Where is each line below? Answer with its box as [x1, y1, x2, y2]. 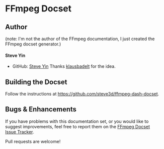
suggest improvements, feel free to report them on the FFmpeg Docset [5, 123, 150, 129]
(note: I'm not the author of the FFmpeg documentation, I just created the [5, 36, 155, 42]
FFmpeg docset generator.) [5, 41, 61, 47]
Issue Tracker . [5, 129, 34, 135]
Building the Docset [5, 78, 68, 86]
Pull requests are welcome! [5, 138, 61, 144]
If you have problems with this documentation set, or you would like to [5, 118, 149, 124]
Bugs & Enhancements [5, 105, 77, 114]
